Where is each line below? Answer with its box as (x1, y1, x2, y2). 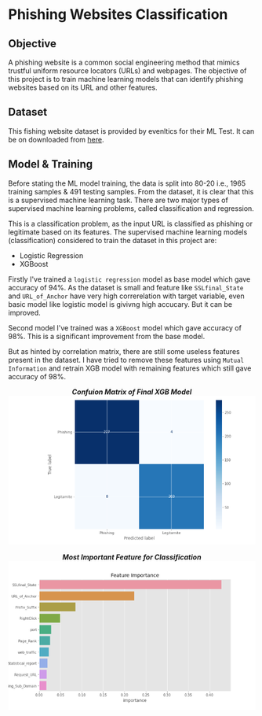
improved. (8, 308, 41, 317)
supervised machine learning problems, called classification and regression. (8, 203, 255, 213)
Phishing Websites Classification (8, 6, 228, 24)
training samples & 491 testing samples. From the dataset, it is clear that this (8, 186, 254, 196)
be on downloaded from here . (8, 135, 104, 144)
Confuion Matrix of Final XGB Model (71, 387, 192, 397)
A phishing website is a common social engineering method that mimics (8, 57, 241, 67)
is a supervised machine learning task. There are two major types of (8, 195, 229, 205)
